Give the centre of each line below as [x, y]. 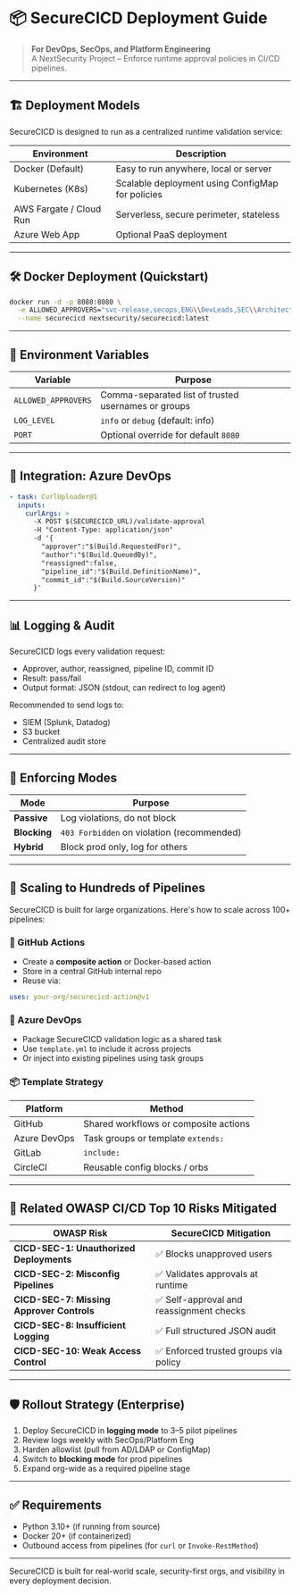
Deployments [43, 1259]
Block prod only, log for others [124, 847]
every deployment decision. [60, 1580]
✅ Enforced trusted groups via [219, 1351]
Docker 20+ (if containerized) [77, 1536]
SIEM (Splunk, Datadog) [66, 722]
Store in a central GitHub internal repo [92, 972]
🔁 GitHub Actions [47, 942]
